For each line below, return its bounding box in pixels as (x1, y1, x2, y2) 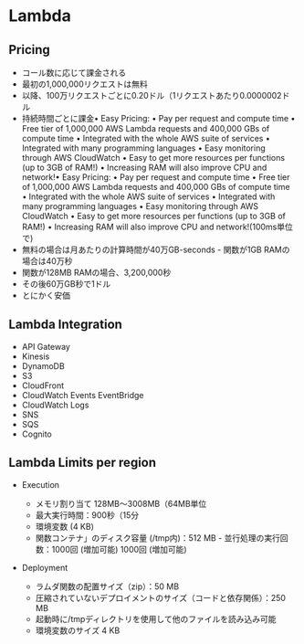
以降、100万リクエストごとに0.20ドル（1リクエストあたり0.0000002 (21, 90, 282, 100)
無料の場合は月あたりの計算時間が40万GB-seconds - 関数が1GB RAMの (21, 244, 290, 255)
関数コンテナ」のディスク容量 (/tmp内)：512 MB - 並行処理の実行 (35, 532, 280, 544)
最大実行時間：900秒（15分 (35, 509, 139, 521)
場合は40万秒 (21, 256, 73, 266)
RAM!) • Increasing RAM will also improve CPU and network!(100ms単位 (21, 221, 293, 232)
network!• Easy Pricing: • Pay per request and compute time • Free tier (21, 172, 290, 183)
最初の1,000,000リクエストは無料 (21, 79, 148, 90)
